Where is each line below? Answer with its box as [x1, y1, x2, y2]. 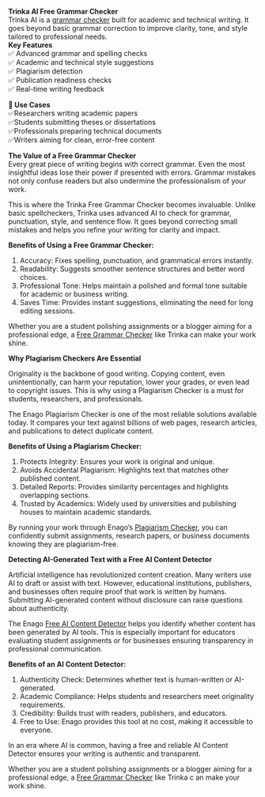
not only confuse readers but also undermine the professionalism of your [8, 176, 247, 185]
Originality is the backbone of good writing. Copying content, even [8, 369, 225, 378]
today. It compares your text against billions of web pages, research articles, [8, 418, 258, 427]
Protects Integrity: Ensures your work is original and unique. [19, 457, 215, 466]
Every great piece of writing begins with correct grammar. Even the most [8, 160, 245, 168]
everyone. [19, 725, 53, 735]
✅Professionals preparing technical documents [8, 127, 162, 135]
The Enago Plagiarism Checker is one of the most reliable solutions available [8, 410, 257, 418]
